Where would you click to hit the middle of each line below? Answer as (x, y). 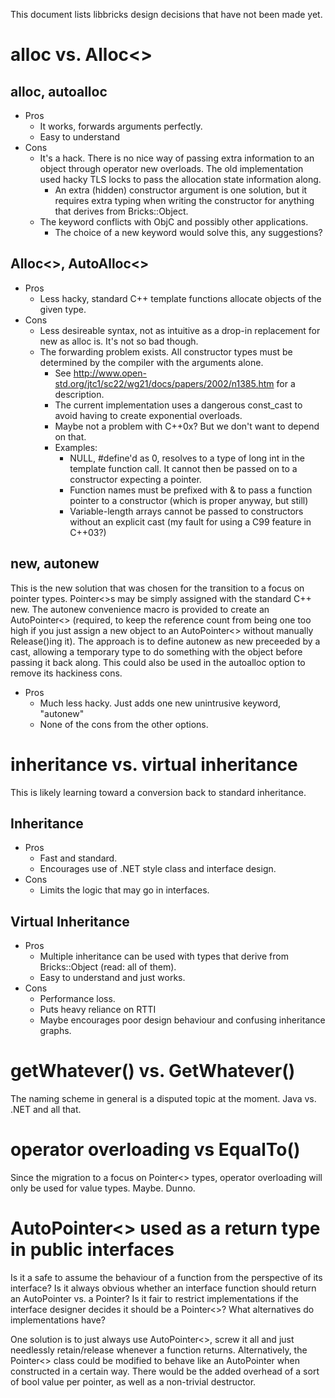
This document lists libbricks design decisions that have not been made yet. (166, 14)
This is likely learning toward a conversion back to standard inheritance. (158, 792)
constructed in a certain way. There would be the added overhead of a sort (165, 1371)
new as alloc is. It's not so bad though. (119, 341)
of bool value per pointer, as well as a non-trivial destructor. (133, 1382)
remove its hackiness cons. (66, 673)
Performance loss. (77, 999)
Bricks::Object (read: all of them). (108, 967)
